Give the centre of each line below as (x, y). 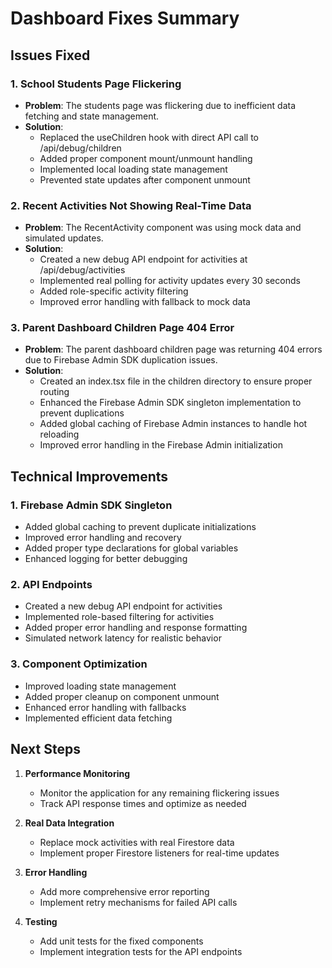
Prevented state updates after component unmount (145, 179)
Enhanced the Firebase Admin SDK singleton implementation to (170, 403)
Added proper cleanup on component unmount (122, 696)
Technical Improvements (89, 476)
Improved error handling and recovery (103, 538)
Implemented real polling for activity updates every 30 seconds (170, 281)
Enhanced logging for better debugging (106, 559)
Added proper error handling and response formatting (136, 628)
